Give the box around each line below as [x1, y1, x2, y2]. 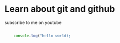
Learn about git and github [4, 3, 115, 15]
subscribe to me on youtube [4, 20, 62, 25]
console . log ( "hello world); [13, 33, 71, 38]
